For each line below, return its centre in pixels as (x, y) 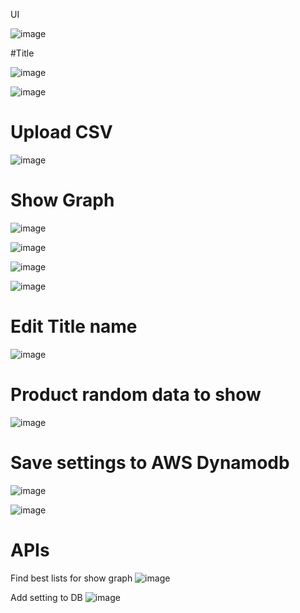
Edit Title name (74, 326)
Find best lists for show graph (71, 578)
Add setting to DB (46, 597)
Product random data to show (136, 395)
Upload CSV (61, 132)
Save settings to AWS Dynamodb (150, 462)
